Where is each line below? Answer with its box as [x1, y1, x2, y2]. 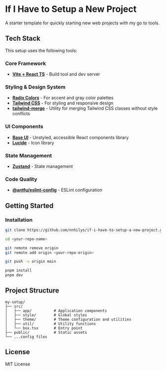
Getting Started [5, 201, 54, 210]
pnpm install [5, 268, 32, 273]
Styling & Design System [5, 83, 66, 90]
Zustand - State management [12, 163, 73, 169]
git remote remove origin [5, 245, 58, 250]
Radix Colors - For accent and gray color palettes [12, 95, 114, 101]
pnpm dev [5, 273, 23, 278]
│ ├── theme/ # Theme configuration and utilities [5, 317, 132, 322]
